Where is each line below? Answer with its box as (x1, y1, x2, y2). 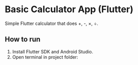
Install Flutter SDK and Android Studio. (12, 48, 93, 54)
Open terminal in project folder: (12, 54, 78, 60)
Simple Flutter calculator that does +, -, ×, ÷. (5, 20, 98, 26)
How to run (5, 35, 41, 44)
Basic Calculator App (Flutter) (5, 4, 134, 15)
